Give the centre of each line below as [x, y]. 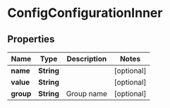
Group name [87, 94]
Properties [31, 39]
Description [87, 59]
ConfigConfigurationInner [85, 13]
